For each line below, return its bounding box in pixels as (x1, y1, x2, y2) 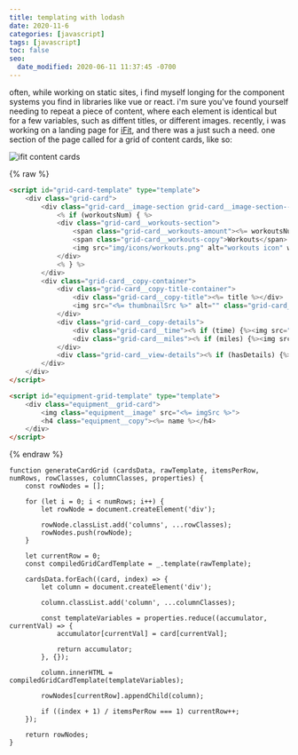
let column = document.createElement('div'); (41, 583, 213, 592)
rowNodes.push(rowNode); (41, 528, 133, 537)
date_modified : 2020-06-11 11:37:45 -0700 (17, 63, 176, 72)
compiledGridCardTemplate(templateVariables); (9, 676, 184, 685)
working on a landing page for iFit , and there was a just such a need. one (9, 124, 276, 135)
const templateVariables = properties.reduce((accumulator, (41, 614, 268, 623)
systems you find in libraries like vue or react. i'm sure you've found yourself (9, 96, 289, 107)
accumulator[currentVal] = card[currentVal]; (56, 630, 228, 639)
